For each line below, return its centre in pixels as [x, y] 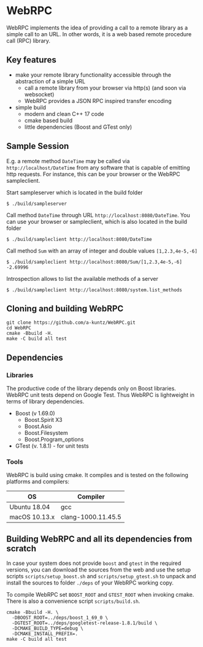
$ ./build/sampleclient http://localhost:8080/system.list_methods [94, 290]
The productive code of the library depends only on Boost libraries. [91, 389]
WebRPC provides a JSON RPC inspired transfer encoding [98, 101]
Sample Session [38, 146]
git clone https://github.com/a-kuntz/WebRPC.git [71, 323]
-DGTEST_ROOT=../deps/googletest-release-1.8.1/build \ [85, 623]
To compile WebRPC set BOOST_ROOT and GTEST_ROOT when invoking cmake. [100, 595]
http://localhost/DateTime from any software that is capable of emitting [98, 167]
